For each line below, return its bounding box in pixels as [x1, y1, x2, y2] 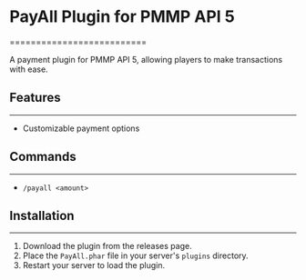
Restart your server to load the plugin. [22, 260, 166, 271]
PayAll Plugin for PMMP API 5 [9, 6, 235, 27]
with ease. [9, 64, 48, 75]
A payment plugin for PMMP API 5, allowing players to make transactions [9, 54, 283, 65]
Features [9, 90, 61, 105]
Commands [9, 149, 77, 165]
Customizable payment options [22, 123, 140, 134]
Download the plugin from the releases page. [22, 241, 193, 252]
